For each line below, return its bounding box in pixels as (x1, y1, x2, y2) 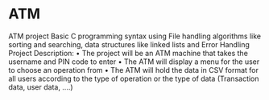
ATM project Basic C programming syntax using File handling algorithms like (8, 31, 262, 41)
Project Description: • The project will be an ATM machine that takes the (8, 48, 248, 58)
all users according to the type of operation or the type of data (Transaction (8, 74, 259, 83)
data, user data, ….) (8, 82, 74, 92)
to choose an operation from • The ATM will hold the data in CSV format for (8, 65, 259, 74)
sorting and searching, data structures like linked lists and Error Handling (8, 39, 250, 49)
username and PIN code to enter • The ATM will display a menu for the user (8, 57, 260, 66)
